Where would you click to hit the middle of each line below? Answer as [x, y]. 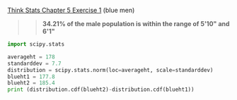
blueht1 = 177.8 [31, 77]
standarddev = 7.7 [34, 63]
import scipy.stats [36, 44]
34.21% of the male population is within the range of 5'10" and [136, 24]
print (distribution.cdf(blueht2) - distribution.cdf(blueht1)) [101, 90]
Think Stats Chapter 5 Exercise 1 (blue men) [71, 10]
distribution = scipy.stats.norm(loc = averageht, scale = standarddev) [110, 70]
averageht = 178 [31, 57]
